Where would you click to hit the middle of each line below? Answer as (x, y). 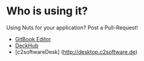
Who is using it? (47, 11)
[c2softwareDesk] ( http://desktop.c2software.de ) (76, 51)
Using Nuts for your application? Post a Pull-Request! (72, 28)
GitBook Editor (33, 39)
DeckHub (27, 45)
